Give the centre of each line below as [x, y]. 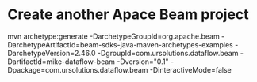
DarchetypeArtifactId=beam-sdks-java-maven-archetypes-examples [120, 44]
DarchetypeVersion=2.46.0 [52, 53]
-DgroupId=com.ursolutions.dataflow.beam [168, 53]
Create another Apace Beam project [128, 15]
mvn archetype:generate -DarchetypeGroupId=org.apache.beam [113, 36]
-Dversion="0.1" [143, 61]
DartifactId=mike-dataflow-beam [61, 61]
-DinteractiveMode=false [190, 69]
